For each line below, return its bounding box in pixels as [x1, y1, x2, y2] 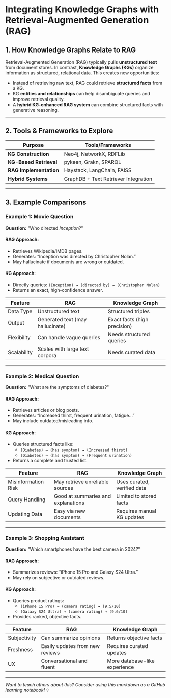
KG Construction [8, 150, 49, 157]
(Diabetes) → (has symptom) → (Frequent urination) [20, 453, 132, 458]
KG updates [116, 514, 144, 521]
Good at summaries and [53, 492, 111, 500]
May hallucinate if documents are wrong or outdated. [12, 259, 124, 265]
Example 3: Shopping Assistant [5, 534, 85, 541]
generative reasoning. [12, 107, 59, 113]
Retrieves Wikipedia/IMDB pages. [12, 247, 83, 254]
